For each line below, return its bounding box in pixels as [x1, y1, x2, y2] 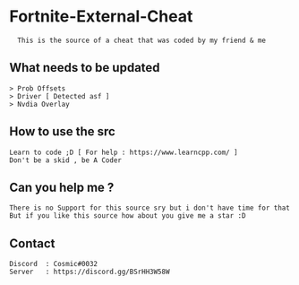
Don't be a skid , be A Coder [9, 155, 123, 165]
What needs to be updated [9, 60, 160, 75]
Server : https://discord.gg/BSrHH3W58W [9, 267, 170, 277]
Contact [9, 236, 56, 251]
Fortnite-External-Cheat [9, 6, 193, 27]
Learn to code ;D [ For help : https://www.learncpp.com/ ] [9, 148, 239, 157]
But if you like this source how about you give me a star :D [9, 212, 246, 220]
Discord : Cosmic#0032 [9, 260, 98, 269]
